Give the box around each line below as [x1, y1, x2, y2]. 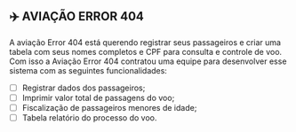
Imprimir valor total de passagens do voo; [21, 92, 175, 103]
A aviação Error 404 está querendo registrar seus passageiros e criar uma [9, 36, 282, 48]
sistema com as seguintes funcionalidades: [9, 65, 167, 75]
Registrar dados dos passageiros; [21, 82, 146, 93]
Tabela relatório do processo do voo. [21, 113, 157, 123]
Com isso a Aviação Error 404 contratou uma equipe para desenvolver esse [9, 56, 287, 66]
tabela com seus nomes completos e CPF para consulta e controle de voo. [9, 46, 283, 57]
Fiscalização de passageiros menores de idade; [21, 102, 197, 113]
